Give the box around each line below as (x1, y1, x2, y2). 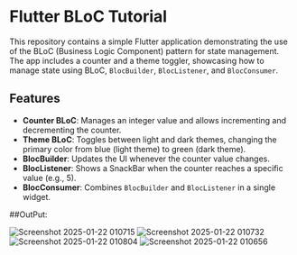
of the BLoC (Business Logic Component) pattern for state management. (9, 45, 280, 56)
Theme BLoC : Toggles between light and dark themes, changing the (22, 133, 277, 145)
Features (9, 91, 60, 106)
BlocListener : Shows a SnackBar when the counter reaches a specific (22, 162, 283, 173)
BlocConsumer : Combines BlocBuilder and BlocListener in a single (22, 182, 276, 193)
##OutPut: (9, 209, 48, 220)
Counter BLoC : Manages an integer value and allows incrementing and (22, 114, 287, 125)
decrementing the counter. (22, 124, 122, 135)
